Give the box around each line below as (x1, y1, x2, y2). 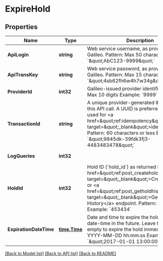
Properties (5, 23, 38, 31)
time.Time (58, 226, 82, 232)
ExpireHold (5, 3, 51, 15)
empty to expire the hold (87, 226, 143, 232)
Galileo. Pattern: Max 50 (87, 51, 142, 58)
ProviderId (7, 88, 33, 95)
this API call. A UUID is (87, 105, 138, 112)
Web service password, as (87, 65, 147, 72)
